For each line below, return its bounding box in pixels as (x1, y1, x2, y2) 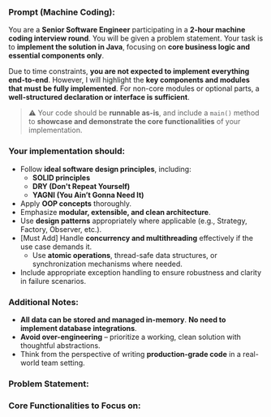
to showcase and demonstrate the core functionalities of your (28, 117, 241, 127)
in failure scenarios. (19, 276, 87, 286)
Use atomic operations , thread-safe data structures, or (32, 250, 217, 260)
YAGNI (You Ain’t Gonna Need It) (32, 190, 144, 200)
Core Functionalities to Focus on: (8, 400, 141, 411)
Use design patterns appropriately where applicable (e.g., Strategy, (19, 216, 247, 226)
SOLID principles (32, 173, 91, 183)
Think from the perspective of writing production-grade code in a (19, 349, 242, 359)
